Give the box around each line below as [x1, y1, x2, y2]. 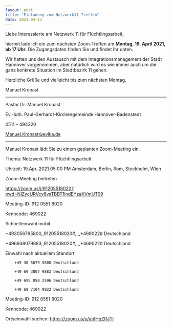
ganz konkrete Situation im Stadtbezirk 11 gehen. [5, 67, 108, 73]
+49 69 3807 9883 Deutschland [14, 269, 79, 274]
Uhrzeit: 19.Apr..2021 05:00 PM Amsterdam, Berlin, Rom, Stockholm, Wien [5, 166, 161, 172]
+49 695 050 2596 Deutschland [14, 278, 79, 284]
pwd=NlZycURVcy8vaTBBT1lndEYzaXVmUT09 [5, 191, 103, 197]
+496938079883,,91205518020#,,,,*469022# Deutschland [5, 241, 131, 247]
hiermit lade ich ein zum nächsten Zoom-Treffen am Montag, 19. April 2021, [5, 41, 165, 47]
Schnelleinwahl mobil [5, 221, 50, 227]
